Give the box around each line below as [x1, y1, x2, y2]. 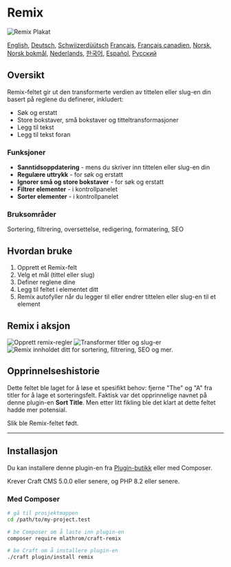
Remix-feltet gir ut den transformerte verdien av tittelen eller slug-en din [7, 87, 211, 96]
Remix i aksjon [7, 320, 71, 332]
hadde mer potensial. [7, 405, 67, 414]
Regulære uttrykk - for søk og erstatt [16, 171, 124, 179]
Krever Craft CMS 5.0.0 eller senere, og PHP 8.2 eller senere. [7, 477, 180, 485]
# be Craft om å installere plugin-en [7, 547, 118, 555]
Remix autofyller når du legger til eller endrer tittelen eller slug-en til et [16, 292, 217, 301]
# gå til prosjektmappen [7, 509, 78, 517]
